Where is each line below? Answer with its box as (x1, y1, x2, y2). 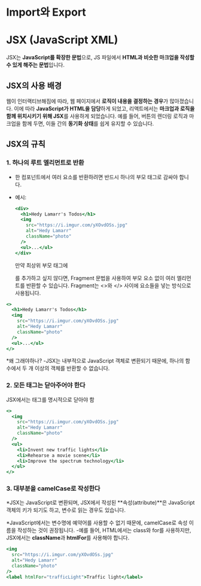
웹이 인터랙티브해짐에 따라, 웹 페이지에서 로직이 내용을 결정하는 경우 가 (6, 97, 169, 105)
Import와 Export (6, 5, 87, 19)
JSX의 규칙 (6, 139, 46, 150)
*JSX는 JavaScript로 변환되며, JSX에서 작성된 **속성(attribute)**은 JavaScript (6, 499, 195, 506)
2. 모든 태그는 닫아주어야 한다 (6, 381, 86, 390)
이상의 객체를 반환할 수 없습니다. (35, 365, 110, 372)
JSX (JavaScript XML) (6, 34, 118, 47)
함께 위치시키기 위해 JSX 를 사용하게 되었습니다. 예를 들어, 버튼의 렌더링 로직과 (6, 112, 188, 120)
